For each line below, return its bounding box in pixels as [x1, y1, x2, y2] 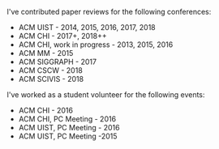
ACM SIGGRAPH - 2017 [18, 57, 97, 66]
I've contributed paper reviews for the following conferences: [6, 7, 212, 16]
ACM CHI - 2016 [18, 105, 74, 115]
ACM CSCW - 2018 [18, 66, 84, 75]
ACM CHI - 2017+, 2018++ [18, 32, 107, 40]
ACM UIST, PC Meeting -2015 [18, 131, 118, 141]
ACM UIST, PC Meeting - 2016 [18, 123, 120, 132]
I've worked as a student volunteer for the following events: [6, 90, 205, 100]
